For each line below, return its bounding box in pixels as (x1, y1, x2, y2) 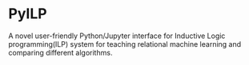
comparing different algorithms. (8, 48, 113, 57)
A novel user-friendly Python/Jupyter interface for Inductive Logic (8, 31, 226, 40)
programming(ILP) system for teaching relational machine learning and (8, 39, 242, 48)
